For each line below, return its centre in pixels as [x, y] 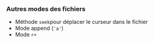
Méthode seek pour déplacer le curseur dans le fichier [81, 22]
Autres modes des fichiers [46, 9]
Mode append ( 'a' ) [39, 28]
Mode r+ [26, 35]
